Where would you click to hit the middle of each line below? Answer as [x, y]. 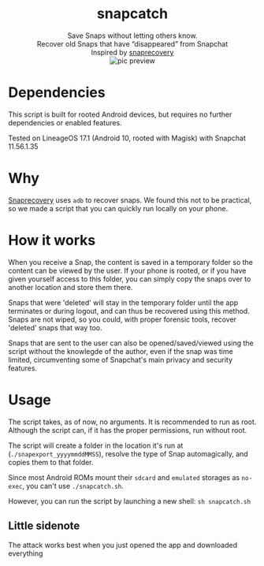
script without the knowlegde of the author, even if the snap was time [121, 351]
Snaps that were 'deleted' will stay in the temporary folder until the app [123, 302]
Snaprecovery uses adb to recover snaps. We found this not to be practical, [130, 200]
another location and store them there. [71, 287]
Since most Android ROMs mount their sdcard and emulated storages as [124, 477]
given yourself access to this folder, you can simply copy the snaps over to [130, 279]
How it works [52, 240]
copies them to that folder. [51, 462]
